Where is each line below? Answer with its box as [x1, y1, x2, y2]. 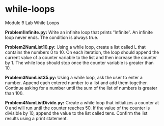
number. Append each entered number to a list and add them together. [5, 80, 148, 86]
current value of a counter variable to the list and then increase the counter [5, 54, 157, 60]
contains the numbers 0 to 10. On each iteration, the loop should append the [5, 49, 159, 55]
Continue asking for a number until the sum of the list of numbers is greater [5, 85, 158, 91]
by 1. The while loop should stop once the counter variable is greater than [5, 60, 154, 65]
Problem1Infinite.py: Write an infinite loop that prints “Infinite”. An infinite [5, 29, 153, 35]
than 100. [5, 90, 24, 96]
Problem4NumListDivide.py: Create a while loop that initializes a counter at [5, 99, 159, 105]
